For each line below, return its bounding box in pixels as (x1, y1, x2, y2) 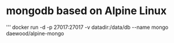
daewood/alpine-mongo (6, 29, 64, 37)
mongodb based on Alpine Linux (6, 4, 167, 18)
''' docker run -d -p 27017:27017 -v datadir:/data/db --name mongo (6, 24, 169, 31)
